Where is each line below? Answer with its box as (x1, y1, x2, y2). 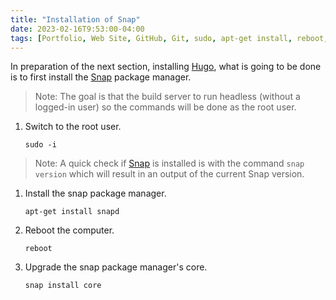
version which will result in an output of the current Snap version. (34, 168, 305, 180)
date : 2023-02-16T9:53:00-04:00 (10, 24, 145, 34)
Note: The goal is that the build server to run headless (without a (34, 91, 301, 103)
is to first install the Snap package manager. (10, 71, 192, 83)
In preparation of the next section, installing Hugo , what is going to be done (10, 61, 322, 73)
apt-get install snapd (24, 207, 120, 217)
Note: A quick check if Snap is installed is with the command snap (34, 157, 305, 170)
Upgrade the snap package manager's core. (24, 261, 208, 273)
